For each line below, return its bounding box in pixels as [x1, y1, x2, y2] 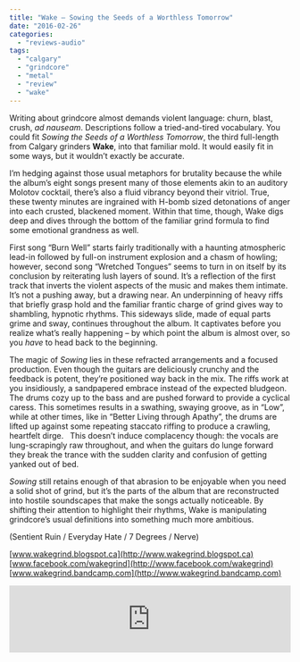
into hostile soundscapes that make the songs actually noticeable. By [9, 495, 264, 506]
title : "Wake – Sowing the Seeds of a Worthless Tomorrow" [9, 13, 234, 22]
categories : [9, 29, 54, 38]
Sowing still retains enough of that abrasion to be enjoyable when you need [9, 475, 287, 487]
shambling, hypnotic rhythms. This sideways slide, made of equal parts [9, 308, 271, 319]
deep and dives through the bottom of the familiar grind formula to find [9, 215, 270, 226]
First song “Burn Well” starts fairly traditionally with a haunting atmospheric [9, 242, 286, 253]
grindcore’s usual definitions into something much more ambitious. [9, 514, 254, 524]
